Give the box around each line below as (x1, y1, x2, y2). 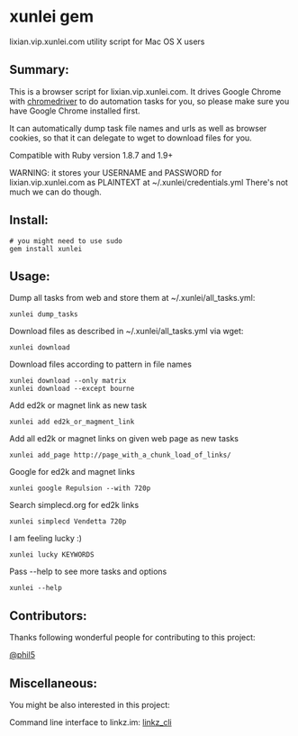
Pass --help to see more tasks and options (9, 566, 167, 577)
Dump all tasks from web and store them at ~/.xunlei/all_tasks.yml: (9, 293, 256, 304)
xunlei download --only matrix (9, 377, 127, 386)
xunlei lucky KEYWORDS (9, 550, 95, 559)
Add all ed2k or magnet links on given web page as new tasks (9, 433, 239, 444)
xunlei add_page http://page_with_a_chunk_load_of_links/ (9, 450, 231, 460)
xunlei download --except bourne (9, 385, 135, 394)
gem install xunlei (9, 244, 83, 253)
